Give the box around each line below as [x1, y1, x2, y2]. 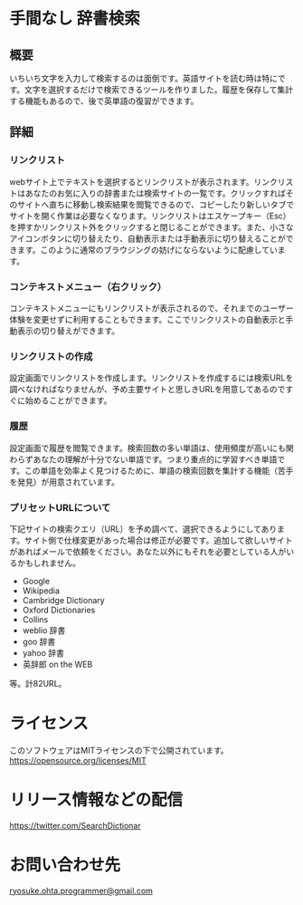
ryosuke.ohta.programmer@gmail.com [9, 885, 154, 896]
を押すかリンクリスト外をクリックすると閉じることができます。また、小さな [9, 221, 294, 232]
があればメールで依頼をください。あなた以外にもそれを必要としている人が [9, 545, 287, 557]
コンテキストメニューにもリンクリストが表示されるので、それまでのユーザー [9, 303, 294, 313]
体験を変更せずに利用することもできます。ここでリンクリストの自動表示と [9, 313, 287, 324]
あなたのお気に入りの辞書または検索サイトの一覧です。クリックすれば [24, 188, 287, 198]
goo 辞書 [22, 636, 56, 647]
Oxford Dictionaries [22, 604, 96, 615]
